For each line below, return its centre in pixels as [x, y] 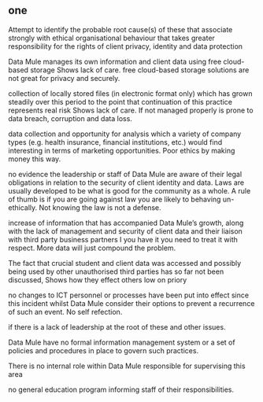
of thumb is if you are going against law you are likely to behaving [115, 199]
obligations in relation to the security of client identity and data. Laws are [126, 183]
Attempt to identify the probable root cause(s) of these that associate [120, 29]
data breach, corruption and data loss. [70, 118]
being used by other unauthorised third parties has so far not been [116, 271]
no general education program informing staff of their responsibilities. [121, 389]
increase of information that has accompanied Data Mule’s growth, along [126, 223]
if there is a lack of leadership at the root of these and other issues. [117, 326]
